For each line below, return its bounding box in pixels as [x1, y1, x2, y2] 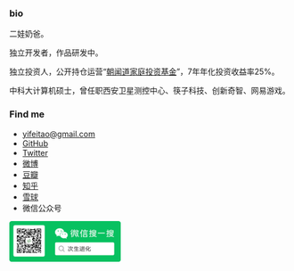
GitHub [21, 137, 49, 149]
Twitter [21, 147, 49, 158]
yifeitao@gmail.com [21, 128, 95, 139]
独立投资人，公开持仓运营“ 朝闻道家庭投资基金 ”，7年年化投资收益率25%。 [9, 66, 280, 78]
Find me [9, 108, 45, 120]
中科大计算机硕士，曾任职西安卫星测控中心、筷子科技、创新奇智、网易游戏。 [9, 86, 290, 96]
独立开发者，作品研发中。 [9, 47, 103, 58]
